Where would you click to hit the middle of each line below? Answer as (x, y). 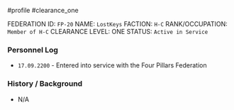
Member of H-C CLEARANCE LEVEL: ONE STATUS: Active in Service (108, 32)
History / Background (45, 84)
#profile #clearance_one (43, 10)
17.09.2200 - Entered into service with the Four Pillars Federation (112, 65)
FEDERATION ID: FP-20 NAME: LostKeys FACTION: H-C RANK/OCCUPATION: (118, 24)
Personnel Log (33, 50)
